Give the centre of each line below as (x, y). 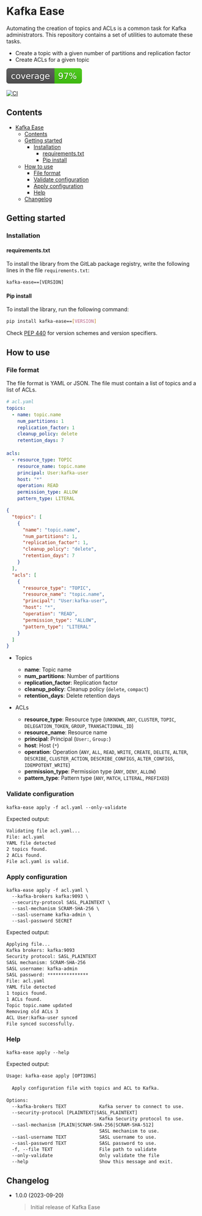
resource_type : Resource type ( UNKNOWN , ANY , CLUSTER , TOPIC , (100, 719)
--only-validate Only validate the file (86, 1156)
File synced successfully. (41, 1024)
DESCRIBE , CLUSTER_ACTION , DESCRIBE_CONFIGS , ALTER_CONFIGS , (99, 758)
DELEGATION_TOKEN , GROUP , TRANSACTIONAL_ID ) (79, 726)
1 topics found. (27, 993)
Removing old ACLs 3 (33, 1011)
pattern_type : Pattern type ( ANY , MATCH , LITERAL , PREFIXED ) (97, 778)
